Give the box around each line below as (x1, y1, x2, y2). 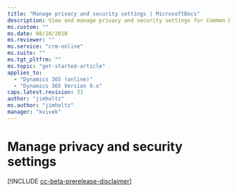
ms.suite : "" (7, 50, 46, 57)
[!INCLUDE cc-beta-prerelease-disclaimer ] (7, 177, 132, 185)
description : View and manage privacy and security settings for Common (7, 17, 226, 24)
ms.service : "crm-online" (7, 43, 83, 50)
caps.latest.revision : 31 (7, 89, 83, 96)
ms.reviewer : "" (7, 37, 55, 44)
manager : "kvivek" (7, 108, 61, 115)
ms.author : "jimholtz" (7, 102, 74, 109)
